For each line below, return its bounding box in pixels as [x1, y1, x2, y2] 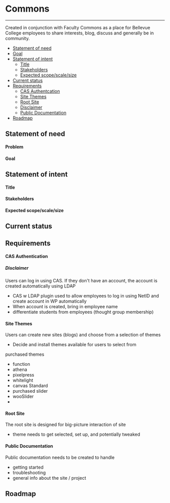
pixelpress [12, 372, 34, 378]
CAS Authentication [5, 254, 48, 260]
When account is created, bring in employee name [12, 304, 118, 310]
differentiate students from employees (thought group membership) [12, 309, 154, 315]
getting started [12, 464, 44, 470]
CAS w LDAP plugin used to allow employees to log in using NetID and [12, 293, 159, 299]
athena [12, 366, 27, 372]
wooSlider [12, 393, 34, 400]
